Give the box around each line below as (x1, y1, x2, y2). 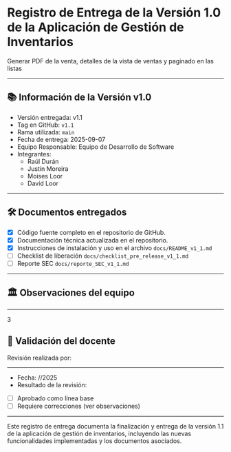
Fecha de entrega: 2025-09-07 (16, 135, 106, 143)
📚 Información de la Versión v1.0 (7, 92, 152, 103)
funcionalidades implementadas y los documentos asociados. (7, 436, 182, 445)
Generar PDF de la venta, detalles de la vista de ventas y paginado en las (7, 56, 214, 65)
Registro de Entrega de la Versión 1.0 (7, 5, 221, 21)
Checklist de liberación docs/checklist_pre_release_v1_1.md (16, 251, 189, 260)
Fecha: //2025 (16, 373, 58, 382)
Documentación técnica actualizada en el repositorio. (16, 236, 168, 244)
